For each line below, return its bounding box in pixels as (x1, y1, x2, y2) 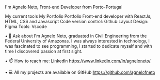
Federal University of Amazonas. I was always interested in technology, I (5, 38, 150, 44)
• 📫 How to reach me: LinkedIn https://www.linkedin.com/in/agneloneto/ (5, 58, 151, 64)
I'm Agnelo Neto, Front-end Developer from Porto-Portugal (5, 4, 123, 10)
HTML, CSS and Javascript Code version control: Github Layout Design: (5, 19, 149, 24)
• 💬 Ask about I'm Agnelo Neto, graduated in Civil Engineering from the (5, 33, 147, 39)
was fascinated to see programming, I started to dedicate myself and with (5, 43, 152, 49)
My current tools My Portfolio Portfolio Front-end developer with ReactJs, (5, 13, 152, 19)
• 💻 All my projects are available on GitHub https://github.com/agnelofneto (5, 69, 155, 75)
